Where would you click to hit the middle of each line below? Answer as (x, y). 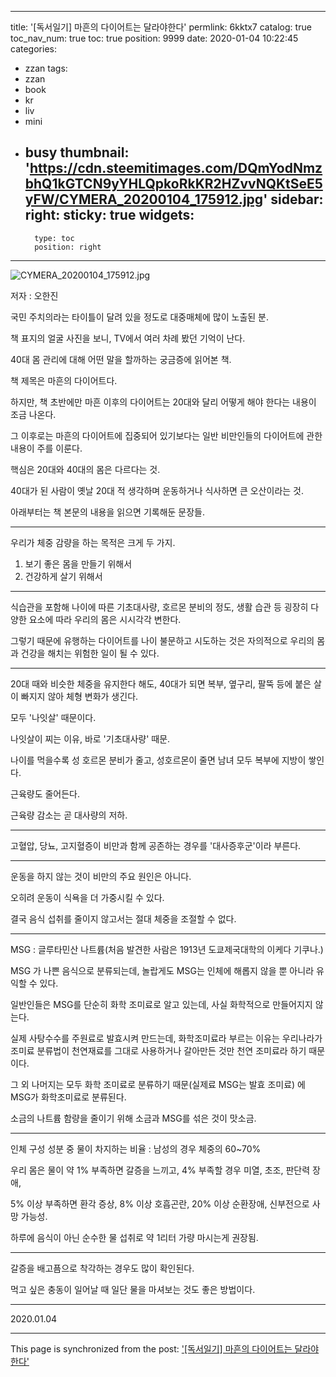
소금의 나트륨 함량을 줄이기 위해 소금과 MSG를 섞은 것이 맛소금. (133, 1118)
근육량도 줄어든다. (45, 793)
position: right (68, 247)
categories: (33, 49)
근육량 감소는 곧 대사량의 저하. (69, 815)
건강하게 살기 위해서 (63, 576)
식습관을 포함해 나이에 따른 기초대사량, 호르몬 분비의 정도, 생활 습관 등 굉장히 (159, 607)
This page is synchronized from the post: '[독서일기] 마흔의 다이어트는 (151, 1348)
